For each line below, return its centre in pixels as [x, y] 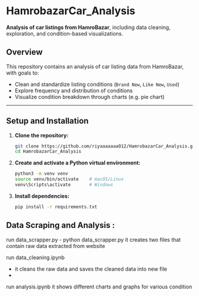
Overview [25, 52]
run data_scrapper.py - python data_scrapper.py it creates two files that [94, 239]
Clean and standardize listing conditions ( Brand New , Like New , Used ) [97, 84]
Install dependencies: [42, 196]
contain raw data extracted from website [56, 246]
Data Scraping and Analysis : [61, 225]
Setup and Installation [47, 121]
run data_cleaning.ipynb [36, 257]
